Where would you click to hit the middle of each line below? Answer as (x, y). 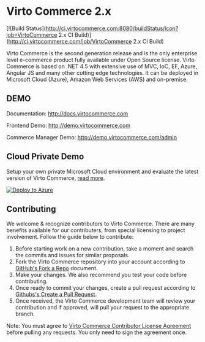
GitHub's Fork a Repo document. (56, 268)
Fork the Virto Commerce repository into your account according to (100, 262)
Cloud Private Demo (45, 157)
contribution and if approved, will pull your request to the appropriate (102, 308)
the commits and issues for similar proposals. (72, 255)
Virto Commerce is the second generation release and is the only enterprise (102, 53)
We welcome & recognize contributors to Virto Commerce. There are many (100, 224)
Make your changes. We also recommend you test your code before (101, 275)
